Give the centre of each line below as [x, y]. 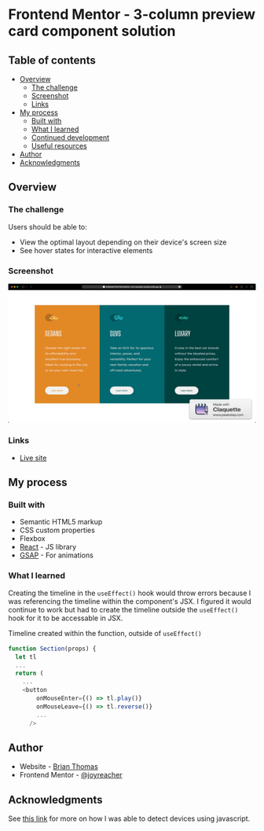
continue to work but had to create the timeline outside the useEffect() [123, 609]
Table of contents [52, 60]
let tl [26, 657]
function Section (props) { [52, 649]
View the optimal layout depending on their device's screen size [123, 242]
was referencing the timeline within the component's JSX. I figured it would [130, 601]
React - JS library [48, 547]
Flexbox [32, 539]
